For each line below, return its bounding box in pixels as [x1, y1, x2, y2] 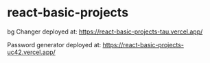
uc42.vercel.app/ [7, 48, 56, 56]
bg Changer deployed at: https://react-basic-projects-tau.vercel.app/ [7, 27, 203, 36]
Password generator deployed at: [7, 40, 102, 49]
